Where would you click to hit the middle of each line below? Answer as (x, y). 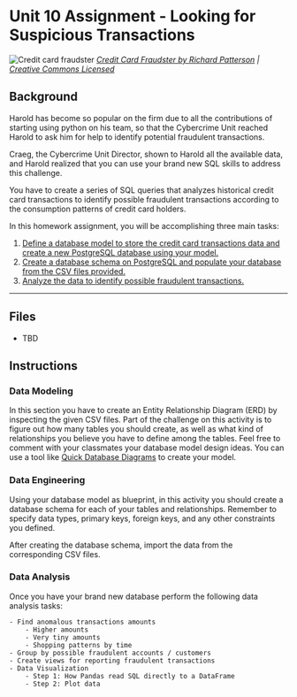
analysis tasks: (36, 605)
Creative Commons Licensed (62, 69)
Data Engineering (47, 480)
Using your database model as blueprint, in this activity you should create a (146, 499)
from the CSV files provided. (74, 271)
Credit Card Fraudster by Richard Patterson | (178, 59)
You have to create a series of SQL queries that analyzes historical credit (141, 190)
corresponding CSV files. (55, 554)
